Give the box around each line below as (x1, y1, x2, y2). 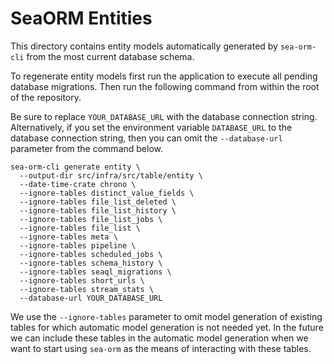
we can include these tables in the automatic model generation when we (10, 332, 309, 344)
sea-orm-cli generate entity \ (10, 162, 141, 172)
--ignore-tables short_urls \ (19, 275, 145, 286)
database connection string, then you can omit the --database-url (10, 132, 283, 144)
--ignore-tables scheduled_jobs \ (19, 249, 163, 259)
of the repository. (10, 91, 82, 103)
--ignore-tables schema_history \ (19, 258, 163, 268)
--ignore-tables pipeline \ (19, 240, 137, 251)
